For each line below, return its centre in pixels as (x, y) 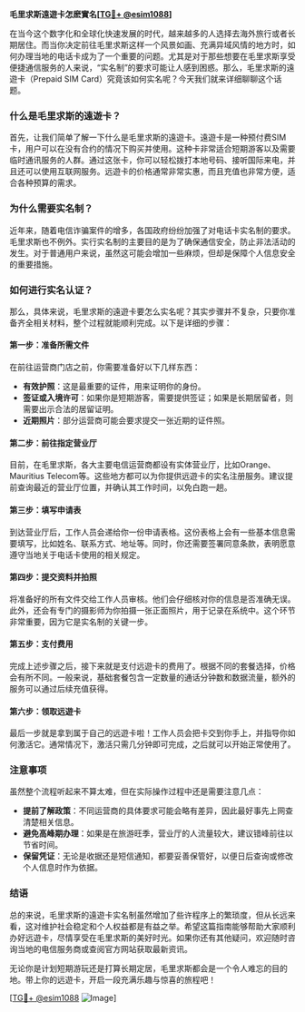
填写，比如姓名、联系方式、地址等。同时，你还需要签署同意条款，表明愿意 (156, 543)
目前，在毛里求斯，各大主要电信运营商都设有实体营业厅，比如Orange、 (143, 465)
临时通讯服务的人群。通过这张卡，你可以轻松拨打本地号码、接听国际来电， (148, 160)
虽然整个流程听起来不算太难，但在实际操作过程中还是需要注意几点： (137, 791)
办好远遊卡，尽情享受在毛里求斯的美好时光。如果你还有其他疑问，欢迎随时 (148, 938)
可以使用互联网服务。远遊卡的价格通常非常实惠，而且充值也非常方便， (156, 172)
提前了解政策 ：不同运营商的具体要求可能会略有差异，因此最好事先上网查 (157, 811)
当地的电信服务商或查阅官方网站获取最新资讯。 (104, 948)
